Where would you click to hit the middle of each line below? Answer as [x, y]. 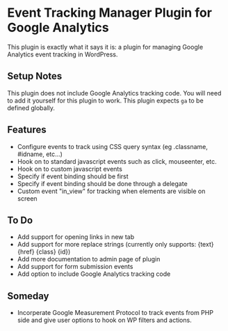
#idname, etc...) [40, 154]
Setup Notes [35, 76]
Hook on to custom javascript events [70, 169]
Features [27, 130]
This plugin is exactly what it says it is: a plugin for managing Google [105, 47]
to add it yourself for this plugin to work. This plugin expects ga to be [105, 100]
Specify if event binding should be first [73, 176]
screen [27, 198]
